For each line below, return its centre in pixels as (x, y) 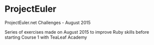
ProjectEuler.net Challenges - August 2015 (48, 22)
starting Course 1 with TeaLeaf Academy (46, 37)
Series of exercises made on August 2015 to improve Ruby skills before (77, 32)
